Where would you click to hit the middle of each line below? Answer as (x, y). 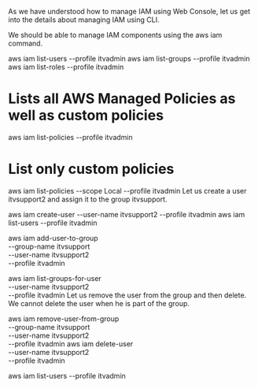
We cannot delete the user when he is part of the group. (99, 303)
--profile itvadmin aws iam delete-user (71, 344)
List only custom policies (91, 169)
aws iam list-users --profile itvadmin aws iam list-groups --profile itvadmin (129, 59)
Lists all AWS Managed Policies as (122, 99)
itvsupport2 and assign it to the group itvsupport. (88, 199)
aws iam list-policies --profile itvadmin (70, 137)
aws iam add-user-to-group (53, 238)
